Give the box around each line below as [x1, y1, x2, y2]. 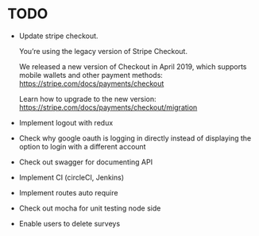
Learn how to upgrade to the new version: [18, 94, 157, 103]
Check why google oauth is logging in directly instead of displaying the [18, 133, 252, 143]
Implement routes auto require [18, 188, 118, 197]
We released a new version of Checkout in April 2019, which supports [18, 61, 247, 72]
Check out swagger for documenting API [18, 157, 153, 167]
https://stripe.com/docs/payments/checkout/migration [18, 103, 198, 112]
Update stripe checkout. [18, 31, 99, 41]
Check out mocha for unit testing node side [18, 203, 161, 213]
